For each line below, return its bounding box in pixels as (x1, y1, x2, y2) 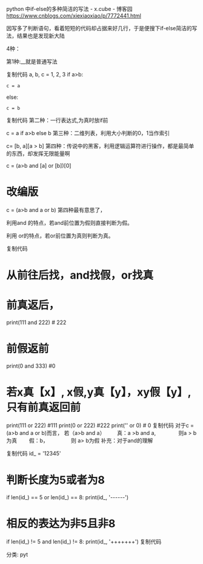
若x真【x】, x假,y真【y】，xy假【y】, (6, 385, 192, 399)
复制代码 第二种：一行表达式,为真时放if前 (6, 117, 108, 124)
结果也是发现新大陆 (16, 32, 65, 39)
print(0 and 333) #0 (6, 362, 56, 370)
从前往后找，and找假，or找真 (6, 268, 153, 282)
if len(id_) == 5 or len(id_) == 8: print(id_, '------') (6, 493, 129, 501)
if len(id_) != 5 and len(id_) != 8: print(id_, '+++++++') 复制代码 (6, 538, 162, 545)
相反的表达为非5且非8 (6, 517, 116, 531)
